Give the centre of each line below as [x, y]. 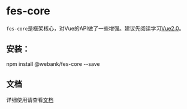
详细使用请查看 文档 [30, 99]
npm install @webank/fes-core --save [53, 63]
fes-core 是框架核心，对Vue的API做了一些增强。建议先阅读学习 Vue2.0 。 [95, 28]
